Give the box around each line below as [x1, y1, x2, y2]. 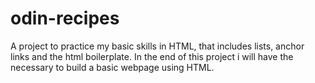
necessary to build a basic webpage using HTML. [10, 61, 215, 73]
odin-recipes [10, 7, 120, 30]
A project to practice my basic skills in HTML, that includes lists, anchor [10, 40, 305, 52]
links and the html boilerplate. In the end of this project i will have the [10, 50, 294, 62]
